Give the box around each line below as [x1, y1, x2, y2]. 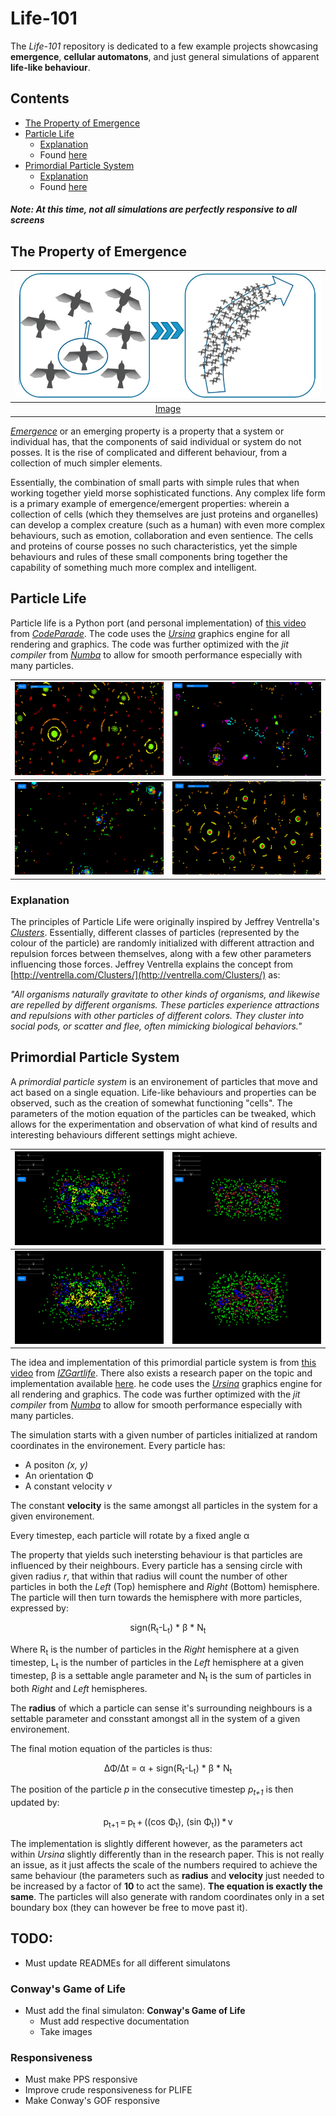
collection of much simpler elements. [10, 457, 163, 469]
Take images [39, 2026, 93, 2038]
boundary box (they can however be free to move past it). [10, 1902, 248, 1914]
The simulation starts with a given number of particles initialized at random [10, 1429, 318, 1441]
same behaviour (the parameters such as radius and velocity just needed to [10, 1870, 325, 1882]
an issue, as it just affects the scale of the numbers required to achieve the [10, 1859, 318, 1871]
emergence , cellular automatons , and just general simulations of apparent [10, 50, 320, 62]
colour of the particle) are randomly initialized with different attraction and [10, 937, 315, 949]
